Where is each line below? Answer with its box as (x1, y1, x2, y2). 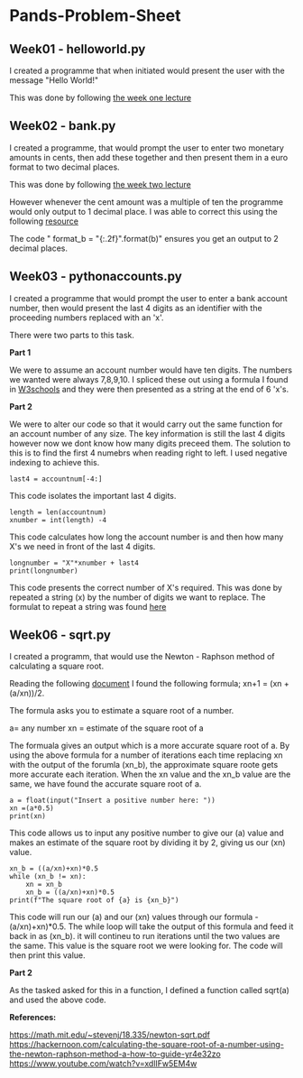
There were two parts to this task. (9, 329, 135, 340)
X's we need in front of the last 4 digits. (9, 540, 156, 551)
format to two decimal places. (9, 161, 120, 172)
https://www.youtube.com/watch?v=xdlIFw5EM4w (9, 1058, 197, 1069)
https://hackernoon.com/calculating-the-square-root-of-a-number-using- (9, 1039, 284, 1050)
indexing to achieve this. (9, 456, 100, 467)
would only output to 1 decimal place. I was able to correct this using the (9, 206, 278, 217)
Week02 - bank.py (9, 118, 116, 134)
